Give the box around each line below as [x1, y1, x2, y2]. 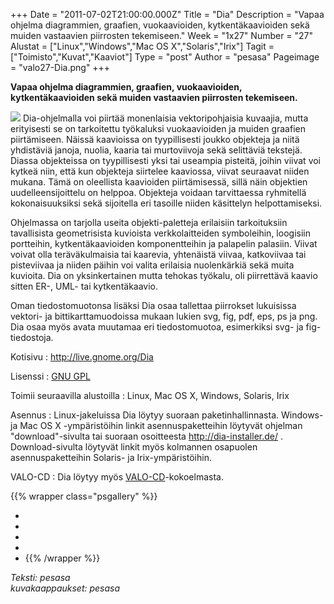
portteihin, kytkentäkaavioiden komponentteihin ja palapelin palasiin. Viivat [10, 238, 318, 249]
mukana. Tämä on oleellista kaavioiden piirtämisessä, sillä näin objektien [10, 176, 308, 188]
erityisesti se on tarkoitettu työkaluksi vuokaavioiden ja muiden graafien [10, 123, 306, 134]
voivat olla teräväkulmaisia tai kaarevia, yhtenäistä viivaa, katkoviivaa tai [10, 249, 307, 260]
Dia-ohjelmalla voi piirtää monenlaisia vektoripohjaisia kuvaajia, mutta [22, 112, 309, 124]
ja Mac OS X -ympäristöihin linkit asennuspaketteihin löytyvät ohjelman [10, 420, 303, 431]
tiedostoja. [10, 332, 54, 343]
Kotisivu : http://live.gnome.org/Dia [10, 351, 154, 363]
